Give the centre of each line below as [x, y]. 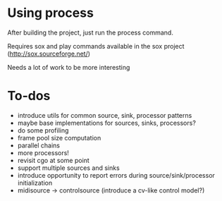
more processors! [43, 152]
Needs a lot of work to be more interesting [69, 67]
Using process [50, 13]
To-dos [29, 96]
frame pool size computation [59, 138]
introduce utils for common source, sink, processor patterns [105, 115]
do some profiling [43, 130]
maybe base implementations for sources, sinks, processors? [106, 123]
